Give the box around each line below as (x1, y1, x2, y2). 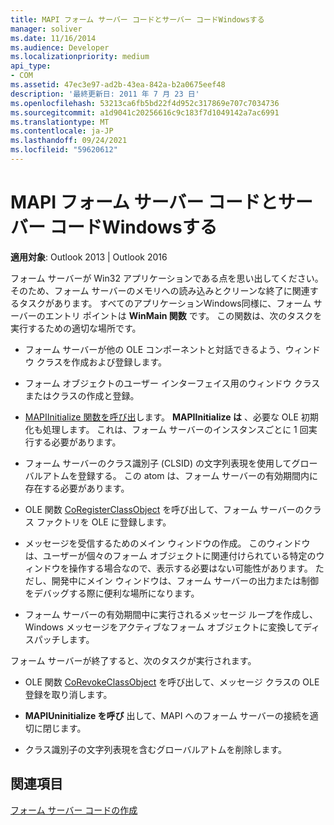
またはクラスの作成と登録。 (24, 389, 140, 401)
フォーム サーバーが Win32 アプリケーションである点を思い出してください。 (10, 272, 324, 284)
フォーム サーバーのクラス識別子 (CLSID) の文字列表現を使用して (24, 457, 292, 469)
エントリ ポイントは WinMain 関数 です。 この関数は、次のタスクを (44, 309, 323, 321)
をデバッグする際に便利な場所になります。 (24, 587, 200, 599)
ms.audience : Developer (10, 42, 110, 53)
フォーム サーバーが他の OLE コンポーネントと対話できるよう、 (24, 343, 286, 355)
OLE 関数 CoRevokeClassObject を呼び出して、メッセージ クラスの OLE (24, 676, 320, 688)
